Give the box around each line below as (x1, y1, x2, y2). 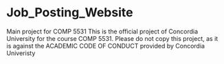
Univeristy (6, 49, 36, 57)
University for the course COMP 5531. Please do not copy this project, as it (6, 34, 219, 42)
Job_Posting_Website (6, 5, 133, 20)
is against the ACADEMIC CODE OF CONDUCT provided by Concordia (6, 42, 205, 50)
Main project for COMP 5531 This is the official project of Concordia (6, 27, 199, 35)
